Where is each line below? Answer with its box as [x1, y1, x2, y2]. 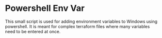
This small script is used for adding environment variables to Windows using [5, 19, 158, 24]
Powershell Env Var [5, 3, 85, 14]
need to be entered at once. [5, 28, 61, 34]
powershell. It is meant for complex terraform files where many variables [5, 23, 150, 29]
